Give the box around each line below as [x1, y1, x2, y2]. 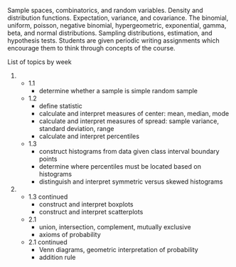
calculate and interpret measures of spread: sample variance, [38, 117, 219, 125]
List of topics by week [7, 58, 73, 66]
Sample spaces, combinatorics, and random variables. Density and [7, 6, 204, 14]
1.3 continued [28, 192, 68, 201]
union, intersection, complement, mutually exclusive [38, 223, 191, 231]
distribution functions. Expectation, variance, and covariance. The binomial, [7, 14, 229, 22]
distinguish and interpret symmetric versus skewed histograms [38, 177, 223, 186]
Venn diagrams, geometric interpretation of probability [38, 246, 199, 253]
